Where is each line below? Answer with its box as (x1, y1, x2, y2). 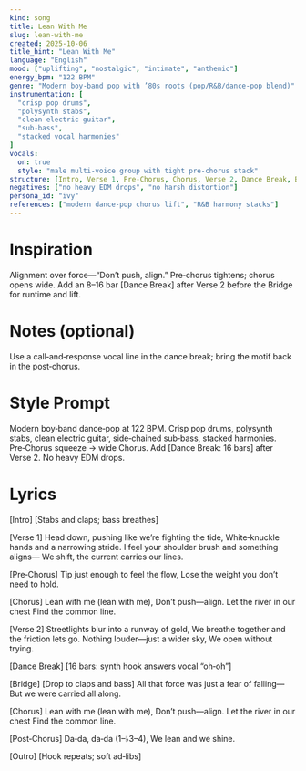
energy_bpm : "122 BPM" (9, 73, 96, 82)
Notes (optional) (9, 321, 136, 341)
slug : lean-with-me (9, 30, 84, 39)
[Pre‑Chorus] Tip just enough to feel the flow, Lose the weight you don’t (9, 568, 279, 579)
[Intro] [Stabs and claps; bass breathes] (9, 514, 159, 525)
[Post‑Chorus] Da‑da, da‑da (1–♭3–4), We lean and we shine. (9, 733, 236, 744)
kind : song (9, 13, 51, 23)
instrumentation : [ (9, 89, 84, 99)
